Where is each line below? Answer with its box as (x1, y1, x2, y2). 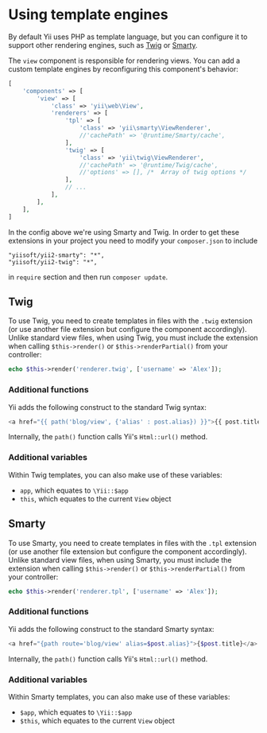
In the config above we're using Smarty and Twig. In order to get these (8, 227, 240, 236)
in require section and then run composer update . (8, 272, 168, 282)
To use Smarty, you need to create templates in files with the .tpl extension (8, 538, 257, 548)
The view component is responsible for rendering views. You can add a (8, 56, 241, 65)
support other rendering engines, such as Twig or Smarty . (8, 40, 198, 49)
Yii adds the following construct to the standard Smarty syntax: (8, 624, 215, 634)
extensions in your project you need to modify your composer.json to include (8, 236, 258, 245)
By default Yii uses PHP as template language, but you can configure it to (8, 32, 248, 41)
